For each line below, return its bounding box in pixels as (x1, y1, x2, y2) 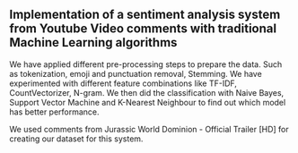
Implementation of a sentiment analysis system (9, 7, 281, 22)
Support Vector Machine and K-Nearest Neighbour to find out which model (9, 97, 286, 107)
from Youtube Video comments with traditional (9, 21, 276, 37)
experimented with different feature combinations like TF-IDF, (9, 78, 238, 89)
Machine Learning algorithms (9, 35, 178, 50)
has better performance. (9, 106, 101, 117)
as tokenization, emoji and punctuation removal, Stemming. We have (9, 68, 262, 79)
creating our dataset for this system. (9, 133, 144, 144)
